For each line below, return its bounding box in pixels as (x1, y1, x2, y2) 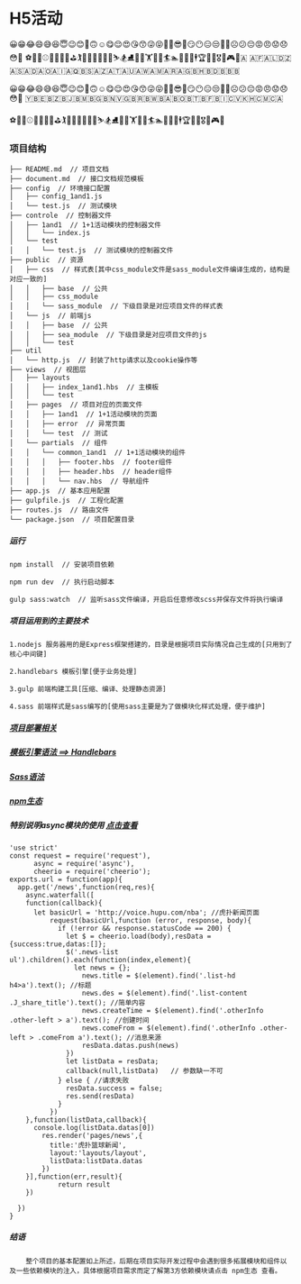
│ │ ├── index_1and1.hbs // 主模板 (9, 383, 160, 392)
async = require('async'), (32, 859, 135, 868)
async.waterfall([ (25, 890, 95, 899)
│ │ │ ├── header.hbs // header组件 (9, 468, 173, 477)
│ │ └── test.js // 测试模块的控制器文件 (9, 246, 174, 255)
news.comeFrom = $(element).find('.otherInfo (81, 1024, 256, 1033)
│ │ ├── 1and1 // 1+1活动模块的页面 (9, 410, 158, 419)
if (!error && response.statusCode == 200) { (57, 924, 232, 933)
